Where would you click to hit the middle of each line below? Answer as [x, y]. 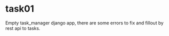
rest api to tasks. [23, 28]
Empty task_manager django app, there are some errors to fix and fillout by [84, 23]
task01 [20, 9]
